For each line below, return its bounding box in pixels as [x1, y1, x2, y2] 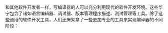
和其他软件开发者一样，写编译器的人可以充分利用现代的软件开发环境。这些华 [5, 4, 163, 10]
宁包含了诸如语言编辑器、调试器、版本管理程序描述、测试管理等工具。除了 [5, 10, 158, 16]
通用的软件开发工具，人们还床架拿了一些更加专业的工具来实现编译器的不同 [9, 17, 163, 22]
